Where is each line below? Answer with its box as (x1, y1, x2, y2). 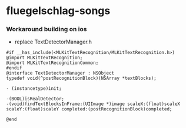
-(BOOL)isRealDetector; (6, 96, 65, 102)
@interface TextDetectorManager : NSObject (6, 70, 115, 76)
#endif (6, 65, 22, 71)
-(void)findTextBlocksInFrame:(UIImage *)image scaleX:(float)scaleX (6, 101, 181, 107)
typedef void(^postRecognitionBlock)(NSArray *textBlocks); (6, 75, 157, 82)
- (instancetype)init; (6, 86, 62, 92)
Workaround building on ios (6, 25, 87, 33)
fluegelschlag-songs (6, 4, 111, 18)
